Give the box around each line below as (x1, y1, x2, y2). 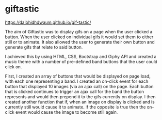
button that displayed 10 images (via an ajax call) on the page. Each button (5, 83, 154, 89)
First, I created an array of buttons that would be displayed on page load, (5, 73, 151, 79)
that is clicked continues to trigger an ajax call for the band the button (5, 89, 144, 94)
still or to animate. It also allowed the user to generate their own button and (5, 39, 155, 45)
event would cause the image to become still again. (15, 109, 118, 115)
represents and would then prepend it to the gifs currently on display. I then (5, 93, 156, 100)
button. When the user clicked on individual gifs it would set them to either (5, 34, 154, 40)
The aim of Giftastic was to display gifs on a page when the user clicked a (5, 29, 153, 34)
